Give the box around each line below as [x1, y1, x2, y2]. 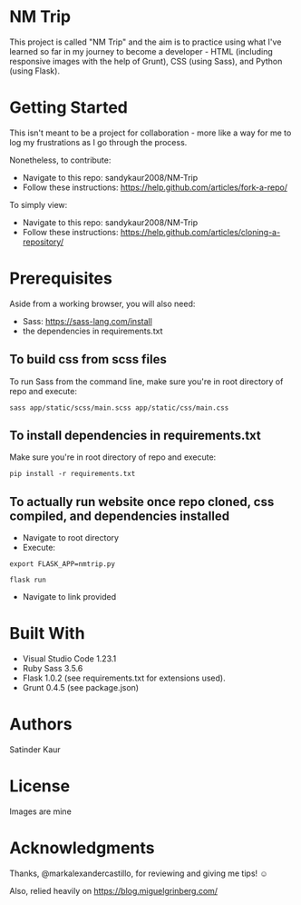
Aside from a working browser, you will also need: [9, 298, 196, 309]
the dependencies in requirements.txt [22, 325, 163, 336]
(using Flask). [9, 65, 61, 76]
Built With [9, 623, 85, 644]
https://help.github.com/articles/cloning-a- [120, 226, 281, 237]
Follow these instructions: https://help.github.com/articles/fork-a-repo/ [22, 182, 288, 193]
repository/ [22, 236, 64, 247]
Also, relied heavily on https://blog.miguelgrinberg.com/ [9, 886, 218, 896]
